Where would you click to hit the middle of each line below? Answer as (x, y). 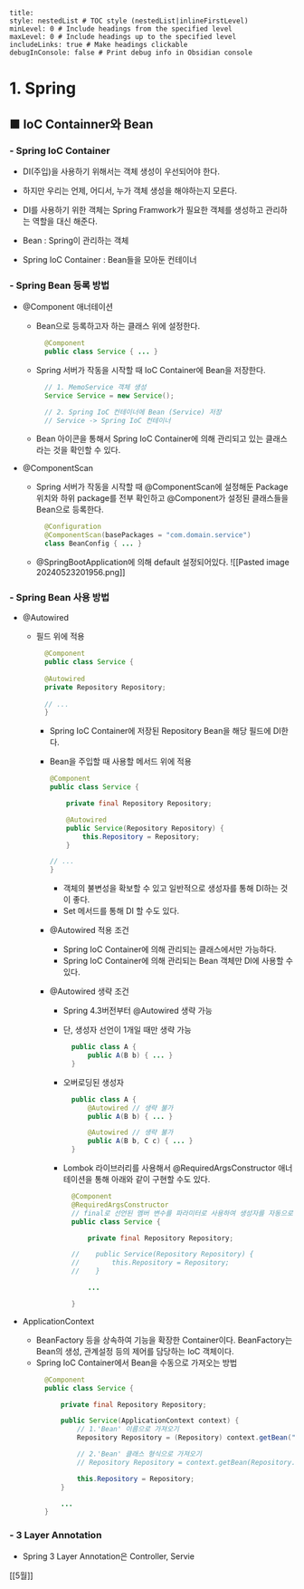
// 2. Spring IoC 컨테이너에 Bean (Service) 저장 (133, 412)
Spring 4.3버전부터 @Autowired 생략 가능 (138, 1011)
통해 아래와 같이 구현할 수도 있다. (152, 1180)
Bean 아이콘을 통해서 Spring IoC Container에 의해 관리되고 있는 (150, 438)
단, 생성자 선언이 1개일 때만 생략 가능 (127, 1030)
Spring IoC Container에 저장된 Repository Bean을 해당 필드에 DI (166, 731)
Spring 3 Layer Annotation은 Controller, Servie (108, 1556)
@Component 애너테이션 (67, 307)
